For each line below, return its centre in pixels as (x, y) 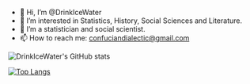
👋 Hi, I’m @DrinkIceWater (61, 12)
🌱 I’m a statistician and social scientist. (82, 29)
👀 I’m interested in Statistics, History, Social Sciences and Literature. (131, 21)
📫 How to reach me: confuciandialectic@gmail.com (104, 38)
